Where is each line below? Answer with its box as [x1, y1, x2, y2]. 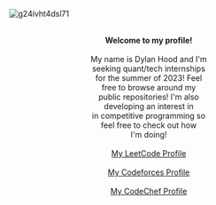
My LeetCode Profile [111, 148, 187, 159]
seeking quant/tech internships [91, 63, 206, 74]
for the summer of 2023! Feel [95, 73, 203, 83]
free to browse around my [101, 83, 197, 92]
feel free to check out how [100, 120, 197, 130]
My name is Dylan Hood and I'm [90, 54, 207, 64]
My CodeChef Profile [110, 186, 188, 196]
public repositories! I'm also [98, 91, 199, 102]
